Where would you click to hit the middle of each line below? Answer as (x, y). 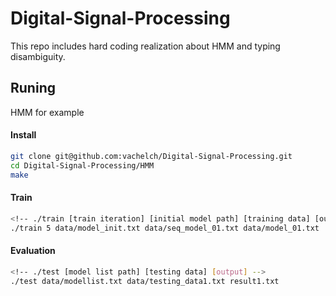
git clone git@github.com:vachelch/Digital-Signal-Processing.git (151, 156)
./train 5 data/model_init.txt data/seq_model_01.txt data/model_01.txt (165, 228)
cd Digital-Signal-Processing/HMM (82, 165)
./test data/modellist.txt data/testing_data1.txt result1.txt (145, 281)
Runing (33, 88)
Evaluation (33, 251)
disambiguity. (38, 56)
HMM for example (47, 112)
